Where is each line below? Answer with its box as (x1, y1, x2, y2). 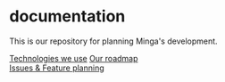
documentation (9, 6, 126, 27)
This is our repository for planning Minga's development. (9, 36, 218, 46)
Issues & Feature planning (9, 62, 104, 73)
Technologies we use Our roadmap (9, 53, 138, 63)
